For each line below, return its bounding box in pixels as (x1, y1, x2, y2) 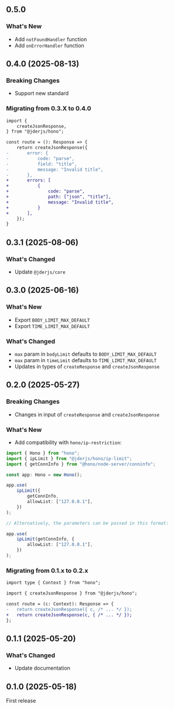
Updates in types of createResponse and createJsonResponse (14, 363, 160, 370)
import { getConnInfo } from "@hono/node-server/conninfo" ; (6, 461, 156, 467)
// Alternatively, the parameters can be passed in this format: (6, 520, 169, 526)
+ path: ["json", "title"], (6, 194, 111, 200)
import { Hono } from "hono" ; (6, 450, 80, 456)
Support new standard (14, 90, 69, 97)
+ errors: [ (6, 177, 51, 184)
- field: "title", (6, 161, 77, 167)
